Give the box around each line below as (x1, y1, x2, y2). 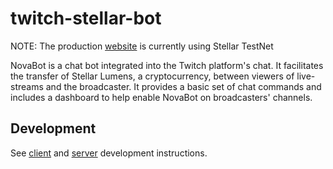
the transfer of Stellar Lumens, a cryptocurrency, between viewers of (10, 70, 295, 82)
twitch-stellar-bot (10, 7, 162, 30)
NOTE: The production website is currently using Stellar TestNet (10, 40, 274, 52)
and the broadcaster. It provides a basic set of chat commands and (45, 80, 322, 92)
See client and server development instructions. (10, 147, 208, 159)
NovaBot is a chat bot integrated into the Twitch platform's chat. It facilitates (10, 59, 324, 71)
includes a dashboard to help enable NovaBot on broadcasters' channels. (10, 91, 313, 103)
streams (10, 80, 44, 92)
